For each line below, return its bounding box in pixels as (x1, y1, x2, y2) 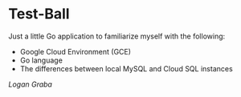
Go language (19, 55, 63, 65)
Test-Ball (8, 5, 70, 23)
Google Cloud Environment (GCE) (19, 46, 131, 56)
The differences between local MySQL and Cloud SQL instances (19, 63, 233, 73)
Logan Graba (8, 79, 52, 89)
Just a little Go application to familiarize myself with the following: (8, 31, 226, 41)
